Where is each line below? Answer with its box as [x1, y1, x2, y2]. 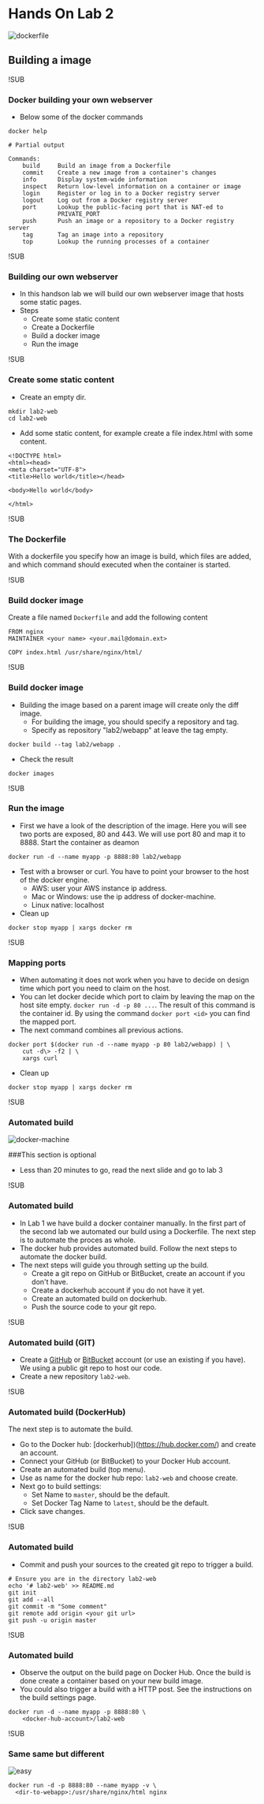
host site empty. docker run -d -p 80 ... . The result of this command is [19, 1000, 256, 1010]
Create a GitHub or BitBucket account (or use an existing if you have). [19, 1355, 246, 1364]
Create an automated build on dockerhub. [31, 1293, 167, 1303]
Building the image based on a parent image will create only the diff [19, 700, 239, 709]
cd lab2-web [8, 415, 47, 422]
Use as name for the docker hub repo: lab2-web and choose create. [19, 1473, 238, 1482]
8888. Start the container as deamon [19, 837, 139, 847]
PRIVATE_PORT [58, 210, 101, 218]
